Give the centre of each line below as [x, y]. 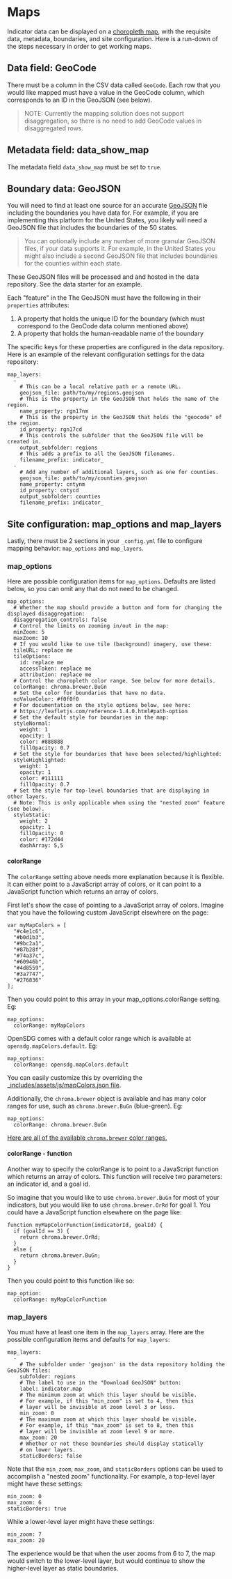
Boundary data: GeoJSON [64, 189]
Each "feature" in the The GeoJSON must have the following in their [104, 298]
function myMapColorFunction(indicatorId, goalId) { [85, 1225]
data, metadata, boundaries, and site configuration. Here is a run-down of [113, 38]
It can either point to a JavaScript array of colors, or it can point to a [104, 884]
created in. [24, 442]
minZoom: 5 [29, 632]
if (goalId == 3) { [42, 1231]
